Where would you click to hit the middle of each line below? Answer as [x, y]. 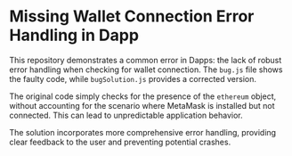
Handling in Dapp [74, 35]
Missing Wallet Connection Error [132, 16]
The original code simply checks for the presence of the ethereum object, [143, 96]
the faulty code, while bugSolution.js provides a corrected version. [133, 78]
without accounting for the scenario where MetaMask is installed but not [142, 105]
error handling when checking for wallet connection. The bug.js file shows [146, 70]
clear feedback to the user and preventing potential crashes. [120, 142]
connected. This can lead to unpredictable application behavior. [126, 115]
